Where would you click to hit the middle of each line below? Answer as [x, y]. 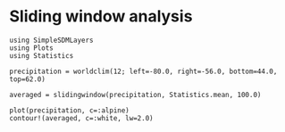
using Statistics [42, 55]
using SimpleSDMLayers [51, 40]
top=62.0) [28, 79]
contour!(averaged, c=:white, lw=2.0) [81, 118]
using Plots [31, 48]
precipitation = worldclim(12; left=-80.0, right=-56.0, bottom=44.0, [143, 71]
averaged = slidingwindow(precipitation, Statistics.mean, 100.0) [135, 95]
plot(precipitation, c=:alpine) [69, 110]
